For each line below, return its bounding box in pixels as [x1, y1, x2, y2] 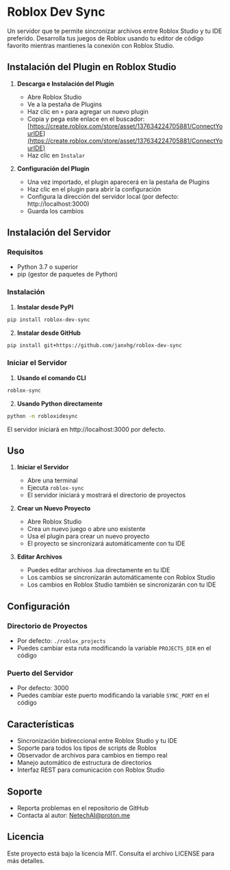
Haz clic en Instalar [27, 151, 86, 159]
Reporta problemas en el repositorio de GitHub [16, 803, 149, 812]
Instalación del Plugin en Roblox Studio [7, 61, 177, 73]
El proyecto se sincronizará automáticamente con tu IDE [27, 539, 186, 548]
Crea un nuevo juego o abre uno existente [27, 525, 146, 533]
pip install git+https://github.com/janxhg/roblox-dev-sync [7, 342, 183, 349]
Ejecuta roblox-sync [27, 484, 84, 492]
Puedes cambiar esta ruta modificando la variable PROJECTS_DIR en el [16, 644, 212, 652]
